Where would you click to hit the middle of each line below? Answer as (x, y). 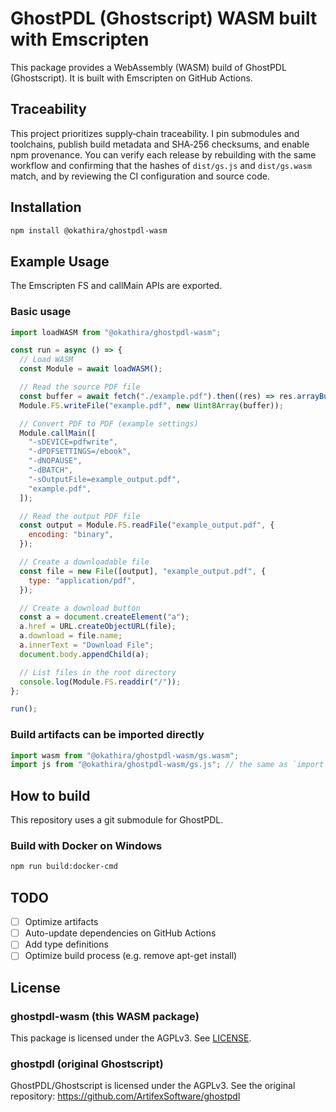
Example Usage (60, 261)
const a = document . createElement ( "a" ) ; (104, 617)
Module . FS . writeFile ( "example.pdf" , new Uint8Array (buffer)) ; (151, 405)
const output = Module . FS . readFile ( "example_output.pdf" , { (147, 525)
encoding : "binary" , (71, 535)
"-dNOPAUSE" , (55, 461)
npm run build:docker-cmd (64, 867)
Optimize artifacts (61, 922)
